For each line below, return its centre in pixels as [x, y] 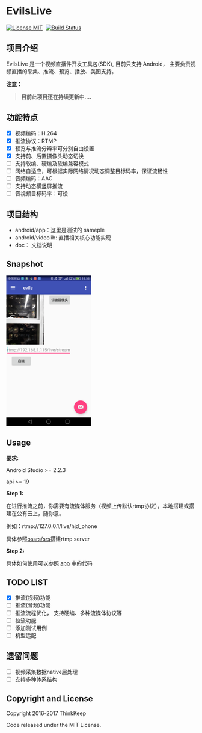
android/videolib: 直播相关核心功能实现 [63, 237]
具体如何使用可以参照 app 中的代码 [49, 563]
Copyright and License [50, 699]
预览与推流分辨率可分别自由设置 [54, 148]
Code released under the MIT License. [54, 725]
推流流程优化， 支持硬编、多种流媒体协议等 [68, 613]
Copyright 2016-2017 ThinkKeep [46, 713]
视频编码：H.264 [36, 133]
